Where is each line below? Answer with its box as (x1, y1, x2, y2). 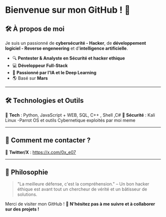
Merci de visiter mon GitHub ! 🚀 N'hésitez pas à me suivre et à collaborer (5, 201, 156, 207)
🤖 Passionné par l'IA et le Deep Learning (12, 70, 96, 75)
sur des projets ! (5, 206, 40, 212)
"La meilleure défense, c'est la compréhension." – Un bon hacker (17, 181, 150, 187)
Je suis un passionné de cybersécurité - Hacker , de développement (5, 40, 146, 46)
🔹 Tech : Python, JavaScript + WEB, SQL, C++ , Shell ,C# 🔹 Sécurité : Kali (5, 112, 156, 118)
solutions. (17, 191, 38, 197)
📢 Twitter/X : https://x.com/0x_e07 (5, 149, 76, 155)
